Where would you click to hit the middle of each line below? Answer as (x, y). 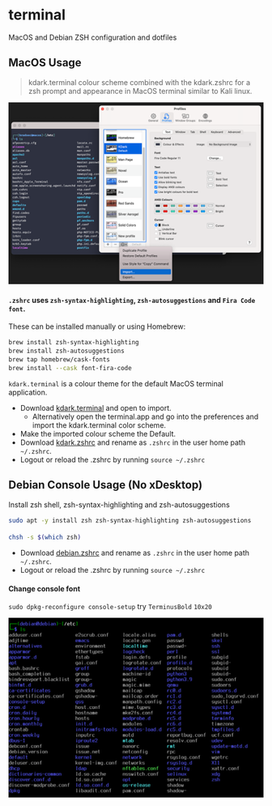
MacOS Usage (45, 63)
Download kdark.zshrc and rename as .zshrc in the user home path (132, 442)
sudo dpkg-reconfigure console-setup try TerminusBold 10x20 (110, 607)
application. (28, 392)
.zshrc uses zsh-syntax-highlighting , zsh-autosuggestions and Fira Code (132, 300)
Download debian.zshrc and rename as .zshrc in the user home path (134, 553)
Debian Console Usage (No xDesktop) (106, 485)
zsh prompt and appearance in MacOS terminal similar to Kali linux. (140, 91)
